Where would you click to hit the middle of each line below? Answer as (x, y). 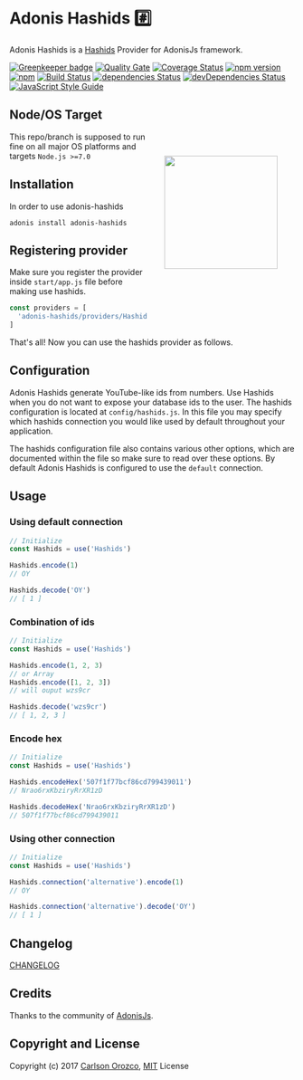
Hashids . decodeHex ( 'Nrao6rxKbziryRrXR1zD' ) (93, 807)
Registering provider (69, 250)
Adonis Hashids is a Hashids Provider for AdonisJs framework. (126, 49)
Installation (42, 184)
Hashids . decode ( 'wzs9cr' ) (58, 707)
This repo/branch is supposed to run (78, 137)
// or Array (32, 674)
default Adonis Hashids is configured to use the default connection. (137, 467)
